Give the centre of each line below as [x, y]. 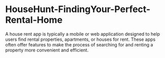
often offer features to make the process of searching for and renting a [79, 44]
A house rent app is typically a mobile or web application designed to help [82, 34]
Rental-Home [34, 20]
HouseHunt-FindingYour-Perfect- [78, 9]
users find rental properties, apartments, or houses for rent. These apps [80, 39]
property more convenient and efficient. [47, 50]
